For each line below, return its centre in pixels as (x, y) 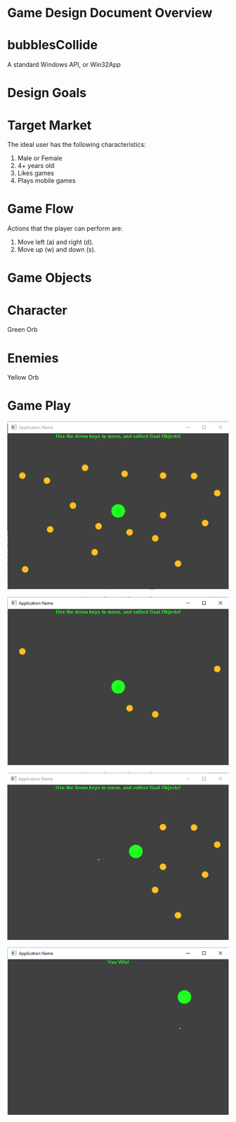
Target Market (50, 125)
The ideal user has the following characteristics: (77, 145)
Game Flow (40, 209)
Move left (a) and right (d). (55, 242)
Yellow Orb (23, 378)
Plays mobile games (46, 181)
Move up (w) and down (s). (57, 250)
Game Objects (50, 278)
